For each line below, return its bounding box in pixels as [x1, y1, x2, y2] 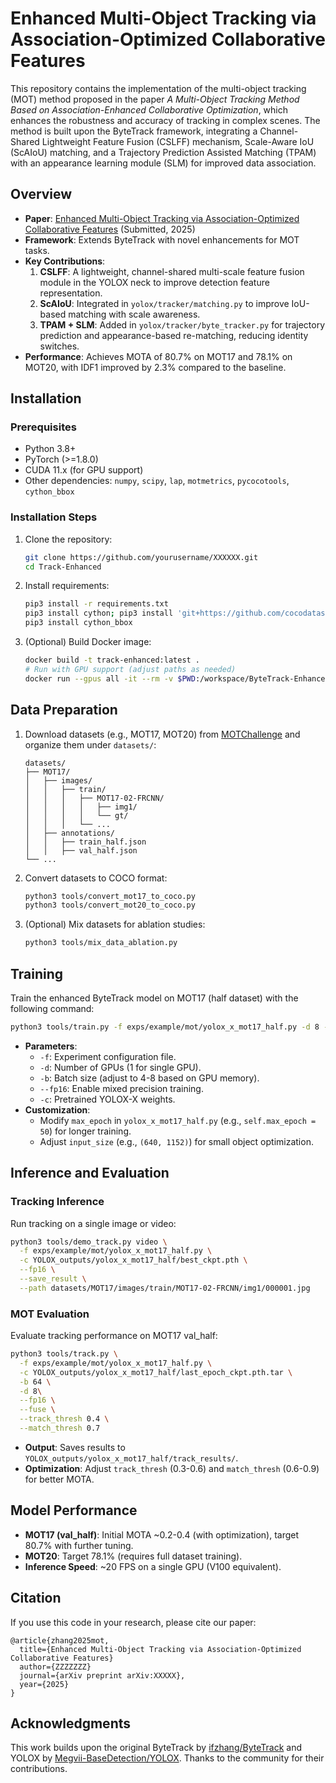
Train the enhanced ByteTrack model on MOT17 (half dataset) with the [10, 992, 299, 1004]
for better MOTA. [24, 1473, 95, 1485]
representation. [39, 287, 103, 299]
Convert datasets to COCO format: [24, 872, 168, 884]
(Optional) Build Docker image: [24, 636, 152, 648]
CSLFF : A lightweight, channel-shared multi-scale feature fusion [39, 265, 305, 277]
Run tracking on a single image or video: [10, 1217, 177, 1229]
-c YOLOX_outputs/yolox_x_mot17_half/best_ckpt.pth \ [19, 1255, 248, 1266]
